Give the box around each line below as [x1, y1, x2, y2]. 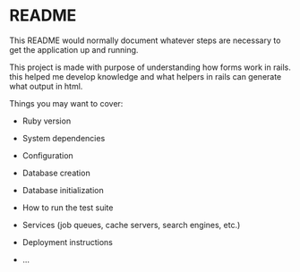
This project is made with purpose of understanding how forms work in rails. [9, 62, 291, 72]
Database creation [21, 167, 91, 178]
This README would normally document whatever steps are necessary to [9, 35, 281, 46]
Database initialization [21, 184, 105, 195]
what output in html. [9, 81, 83, 91]
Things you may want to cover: [9, 98, 124, 108]
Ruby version [21, 115, 72, 126]
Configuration [21, 149, 73, 161]
